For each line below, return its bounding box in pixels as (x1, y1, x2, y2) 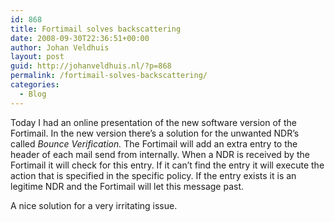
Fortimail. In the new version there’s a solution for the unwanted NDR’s (10, 127, 300, 139)
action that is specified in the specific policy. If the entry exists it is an (10, 169, 297, 181)
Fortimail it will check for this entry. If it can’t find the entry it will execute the (10, 159, 325, 171)
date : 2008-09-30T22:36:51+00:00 (10, 33, 150, 43)
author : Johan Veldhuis (10, 42, 110, 53)
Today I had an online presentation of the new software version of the (10, 116, 298, 128)
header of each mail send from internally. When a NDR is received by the (10, 148, 310, 160)
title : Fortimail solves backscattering (10, 24, 182, 34)
